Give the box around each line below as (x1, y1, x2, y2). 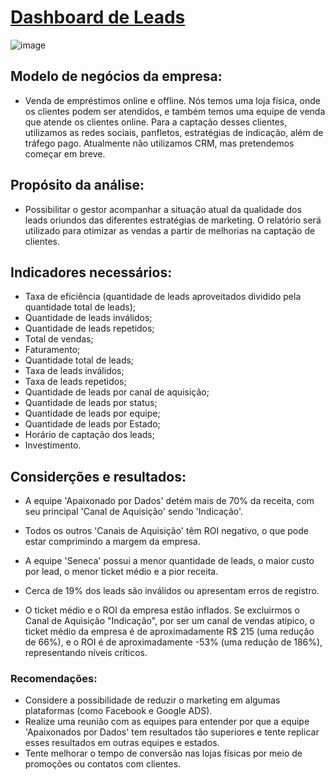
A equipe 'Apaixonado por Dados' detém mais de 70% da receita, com (24, 495, 315, 507)
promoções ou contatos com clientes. (24, 758, 182, 770)
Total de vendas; (24, 333, 94, 345)
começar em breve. (24, 147, 106, 160)
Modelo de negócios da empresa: (10, 68, 223, 85)
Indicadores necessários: (10, 264, 173, 281)
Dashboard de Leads (10, 6, 186, 29)
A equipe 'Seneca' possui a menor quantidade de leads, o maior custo (24, 555, 315, 567)
